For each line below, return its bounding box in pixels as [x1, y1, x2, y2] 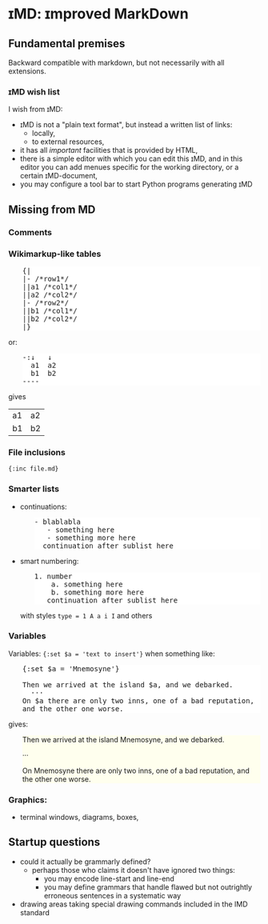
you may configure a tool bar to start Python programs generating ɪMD [19, 179, 254, 189]
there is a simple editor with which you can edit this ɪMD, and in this [19, 154, 243, 164]
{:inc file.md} [8, 465, 59, 473]
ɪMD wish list [8, 86, 60, 97]
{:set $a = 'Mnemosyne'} [22, 664, 120, 673]
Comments [8, 226, 52, 238]
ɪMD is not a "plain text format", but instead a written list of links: [19, 120, 233, 130]
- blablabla [34, 517, 82, 526]
